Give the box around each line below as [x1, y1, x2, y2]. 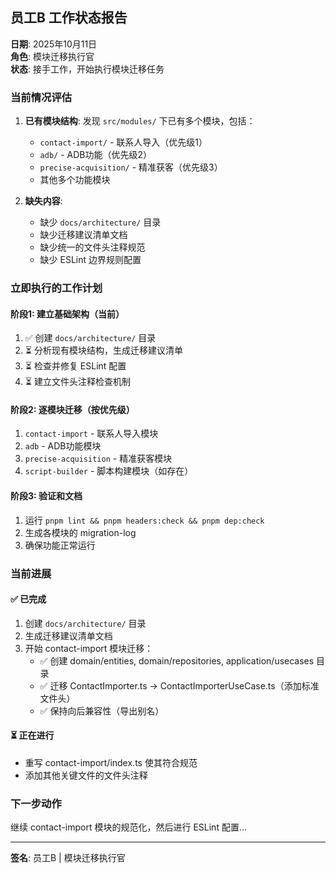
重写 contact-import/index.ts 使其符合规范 [24, 756, 198, 768]
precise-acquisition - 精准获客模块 [24, 453, 173, 465]
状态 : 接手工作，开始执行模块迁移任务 [10, 63, 165, 75]
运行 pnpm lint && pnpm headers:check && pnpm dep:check [24, 514, 265, 526]
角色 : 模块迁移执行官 [10, 50, 95, 62]
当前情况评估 [10, 90, 73, 104]
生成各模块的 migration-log [24, 526, 137, 538]
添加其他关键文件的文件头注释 [24, 769, 148, 781]
